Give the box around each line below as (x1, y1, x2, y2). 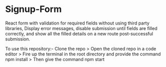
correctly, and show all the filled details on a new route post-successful (5, 30, 153, 36)
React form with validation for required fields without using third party (5, 20, 150, 26)
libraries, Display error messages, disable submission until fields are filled (5, 25, 157, 31)
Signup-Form (5, 3, 62, 15)
